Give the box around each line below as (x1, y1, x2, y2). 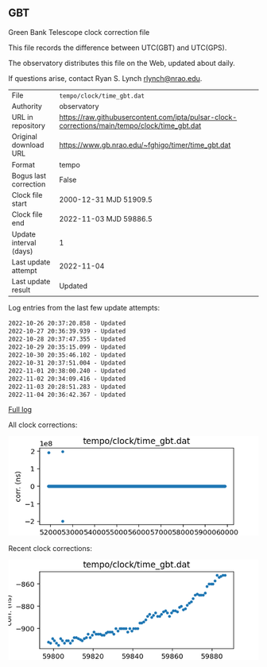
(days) (11, 246, 33, 256)
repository (11, 121, 46, 130)
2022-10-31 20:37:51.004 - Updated (8, 359, 126, 367)
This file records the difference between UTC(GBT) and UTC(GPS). (8, 43, 227, 52)
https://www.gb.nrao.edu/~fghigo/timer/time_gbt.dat (59, 141, 231, 150)
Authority (11, 101, 42, 110)
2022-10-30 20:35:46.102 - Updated (8, 351, 126, 359)
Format (11, 160, 36, 169)
